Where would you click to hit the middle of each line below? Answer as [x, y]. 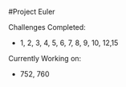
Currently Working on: [45, 58]
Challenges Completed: [47, 27]
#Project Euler [32, 12]
